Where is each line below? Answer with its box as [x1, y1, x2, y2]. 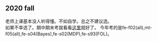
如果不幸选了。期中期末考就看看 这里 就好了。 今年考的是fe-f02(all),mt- [5, 24, 152, 30]
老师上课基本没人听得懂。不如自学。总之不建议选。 [5, 18, 112, 24]
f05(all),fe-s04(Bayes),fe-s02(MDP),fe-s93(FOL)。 [5, 30, 112, 37]
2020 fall [5, 4, 35, 13]
